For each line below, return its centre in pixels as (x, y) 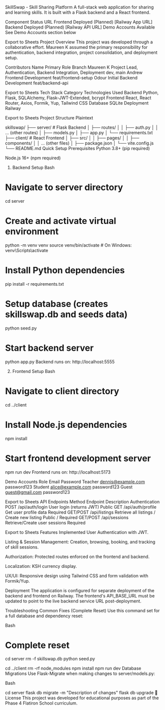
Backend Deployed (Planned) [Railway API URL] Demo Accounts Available (80, 27)
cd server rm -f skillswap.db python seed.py (50, 659)
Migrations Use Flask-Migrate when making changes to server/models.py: (80, 673)
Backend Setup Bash (33, 168)
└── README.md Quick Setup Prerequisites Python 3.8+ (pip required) (78, 148)
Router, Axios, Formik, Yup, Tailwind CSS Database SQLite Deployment (77, 103)
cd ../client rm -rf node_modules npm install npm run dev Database (73, 669)
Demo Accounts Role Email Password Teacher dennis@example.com (75, 482)
